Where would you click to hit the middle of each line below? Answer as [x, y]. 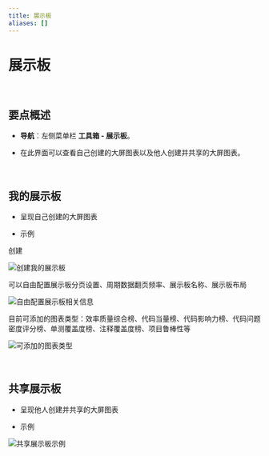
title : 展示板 [30, 16]
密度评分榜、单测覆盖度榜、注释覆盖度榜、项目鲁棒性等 [99, 329]
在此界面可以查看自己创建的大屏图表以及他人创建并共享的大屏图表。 [132, 153]
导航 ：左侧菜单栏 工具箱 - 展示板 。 [77, 136]
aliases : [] [28, 23]
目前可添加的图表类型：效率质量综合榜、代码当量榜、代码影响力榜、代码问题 [134, 319]
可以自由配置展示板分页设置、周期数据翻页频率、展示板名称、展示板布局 [127, 285]
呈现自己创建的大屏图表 [58, 217]
